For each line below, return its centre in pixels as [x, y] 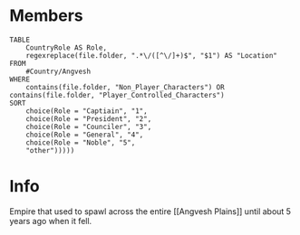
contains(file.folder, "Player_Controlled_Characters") [117, 95]
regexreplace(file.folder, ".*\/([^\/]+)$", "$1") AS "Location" [152, 55]
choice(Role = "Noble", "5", [81, 142]
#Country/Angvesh [58, 71]
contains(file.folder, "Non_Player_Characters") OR [125, 87]
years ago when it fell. [51, 221]
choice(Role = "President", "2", [89, 118]
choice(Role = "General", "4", [85, 135]
